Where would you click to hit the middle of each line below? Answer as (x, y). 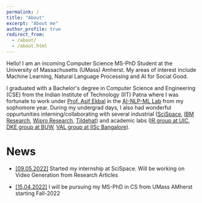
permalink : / (23, 12)
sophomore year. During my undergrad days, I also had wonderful (89, 107)
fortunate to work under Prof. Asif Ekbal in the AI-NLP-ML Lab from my (95, 101)
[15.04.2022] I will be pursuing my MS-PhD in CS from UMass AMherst (104, 187)
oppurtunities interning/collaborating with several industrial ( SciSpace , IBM (100, 114)
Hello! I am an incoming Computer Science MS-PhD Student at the (89, 63)
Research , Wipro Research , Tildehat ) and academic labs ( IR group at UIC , (98, 120)
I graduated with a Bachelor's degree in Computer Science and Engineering (101, 88)
